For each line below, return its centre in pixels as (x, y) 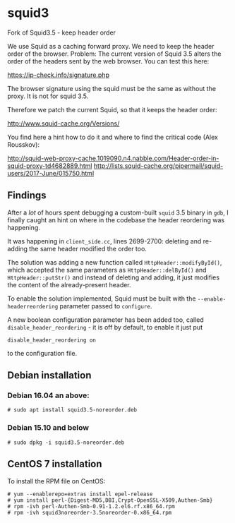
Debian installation (49, 375)
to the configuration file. (42, 353)
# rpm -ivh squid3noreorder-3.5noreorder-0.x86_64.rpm (90, 512)
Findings (27, 196)
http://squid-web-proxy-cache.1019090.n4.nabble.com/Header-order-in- (113, 158)
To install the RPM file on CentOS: (56, 481)
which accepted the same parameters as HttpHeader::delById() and (107, 270)
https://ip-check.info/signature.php (58, 75)
